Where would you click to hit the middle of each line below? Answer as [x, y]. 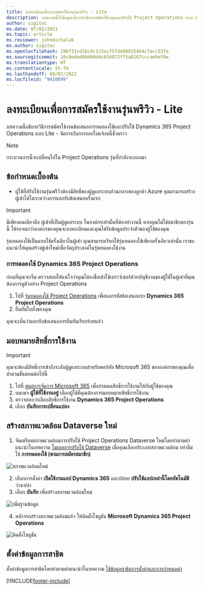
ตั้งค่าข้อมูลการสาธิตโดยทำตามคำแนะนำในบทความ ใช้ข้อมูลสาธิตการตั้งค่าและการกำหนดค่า [94, 568]
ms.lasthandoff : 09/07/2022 [42, 74]
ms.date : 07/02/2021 [32, 29]
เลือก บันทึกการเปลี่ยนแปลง [42, 406]
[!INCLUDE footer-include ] [38, 581]
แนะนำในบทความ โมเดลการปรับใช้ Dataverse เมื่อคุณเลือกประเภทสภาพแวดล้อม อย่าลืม [104, 447]
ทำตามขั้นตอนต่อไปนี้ [27, 374]
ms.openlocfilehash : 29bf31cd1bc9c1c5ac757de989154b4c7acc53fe [88, 51]
